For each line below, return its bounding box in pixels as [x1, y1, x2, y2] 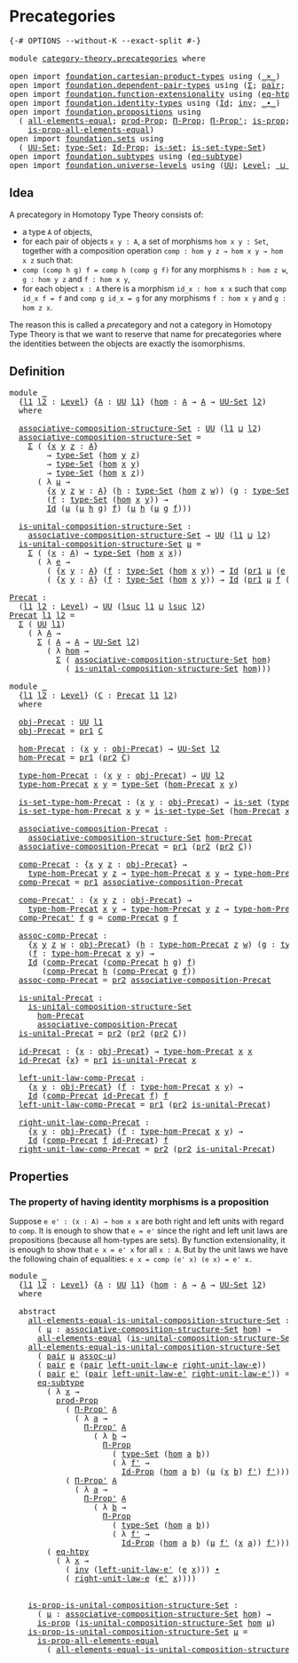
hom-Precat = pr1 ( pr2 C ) [18, 752, 131, 763]
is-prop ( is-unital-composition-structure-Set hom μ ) [36, 1618, 277, 1628]
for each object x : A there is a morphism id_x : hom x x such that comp [21, 283, 286, 294]
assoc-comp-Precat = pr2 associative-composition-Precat [18, 974, 272, 985]
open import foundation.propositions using [9, 107, 201, 117]
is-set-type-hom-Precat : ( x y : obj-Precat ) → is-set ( [18, 796, 272, 807]
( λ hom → [46, 645, 90, 656]
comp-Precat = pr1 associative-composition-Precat [18, 876, 244, 887]
